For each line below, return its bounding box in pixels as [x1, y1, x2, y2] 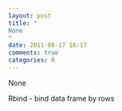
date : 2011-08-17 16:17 [8, 42, 88, 50]
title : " [8, 19, 37, 27]
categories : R [8, 57, 56, 65]
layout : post [8, 11, 52, 20]
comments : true [8, 49, 59, 57]
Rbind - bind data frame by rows [8, 93, 115, 103]
